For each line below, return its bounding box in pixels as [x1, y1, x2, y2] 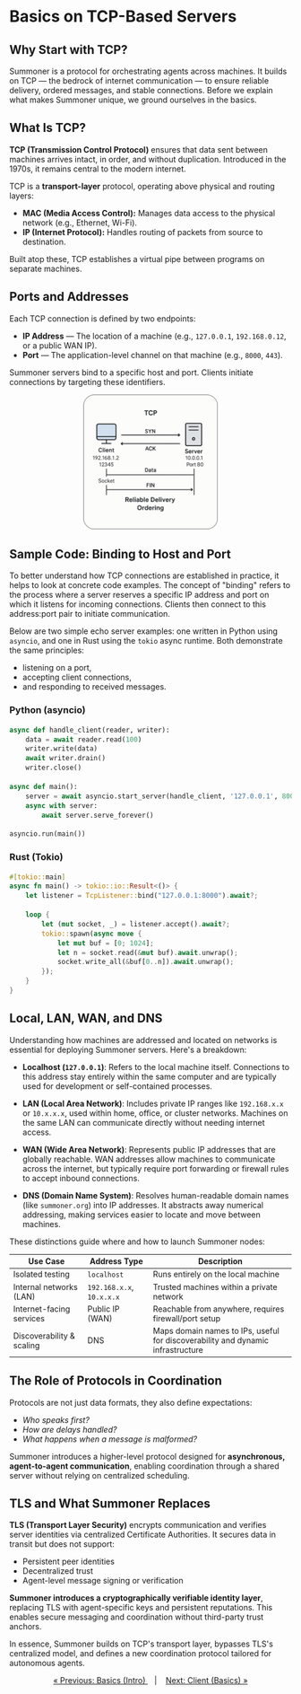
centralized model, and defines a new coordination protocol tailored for [9, 1648, 271, 1659]
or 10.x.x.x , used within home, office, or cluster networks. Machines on [21, 1107, 288, 1119]
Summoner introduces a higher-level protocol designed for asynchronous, [9, 1451, 285, 1461]
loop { [25, 910, 50, 919]
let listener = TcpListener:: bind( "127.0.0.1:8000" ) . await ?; [25, 891, 258, 900]
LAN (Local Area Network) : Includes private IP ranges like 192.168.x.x [21, 1098, 284, 1109]
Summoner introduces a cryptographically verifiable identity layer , [9, 1593, 263, 1603]
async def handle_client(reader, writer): [9, 725, 170, 734]
